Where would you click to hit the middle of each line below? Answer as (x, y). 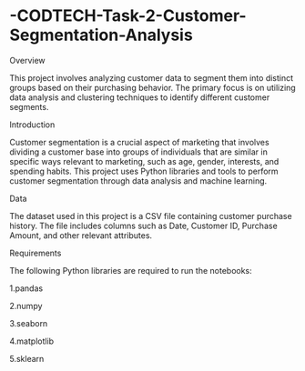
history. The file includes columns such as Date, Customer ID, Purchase (143, 226)
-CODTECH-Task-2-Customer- (128, 16)
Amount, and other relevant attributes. (81, 235)
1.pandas (26, 288)
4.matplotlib (32, 341)
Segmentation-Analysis (101, 35)
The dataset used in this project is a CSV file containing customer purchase (151, 216)
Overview (27, 60)
